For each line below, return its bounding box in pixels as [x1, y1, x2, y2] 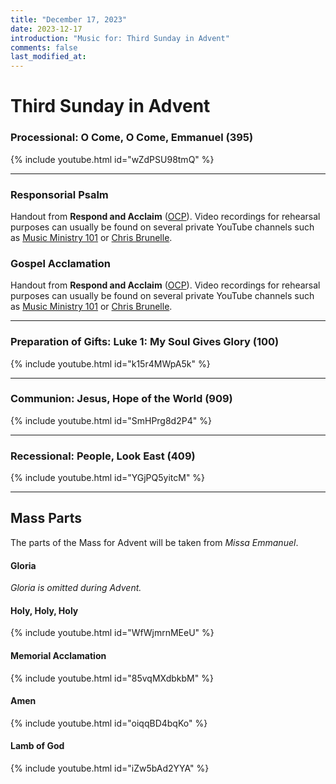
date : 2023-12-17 [10, 24, 83, 34]
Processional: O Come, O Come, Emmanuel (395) [10, 131, 254, 145]
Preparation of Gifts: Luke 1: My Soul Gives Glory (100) [10, 335, 280, 349]
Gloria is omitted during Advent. [10, 582, 142, 594]
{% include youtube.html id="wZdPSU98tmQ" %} [10, 153, 215, 165]
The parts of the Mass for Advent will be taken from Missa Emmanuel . [10, 536, 299, 548]
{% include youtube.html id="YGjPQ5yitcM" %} [10, 472, 206, 484]
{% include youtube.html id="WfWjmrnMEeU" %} [10, 627, 215, 639]
